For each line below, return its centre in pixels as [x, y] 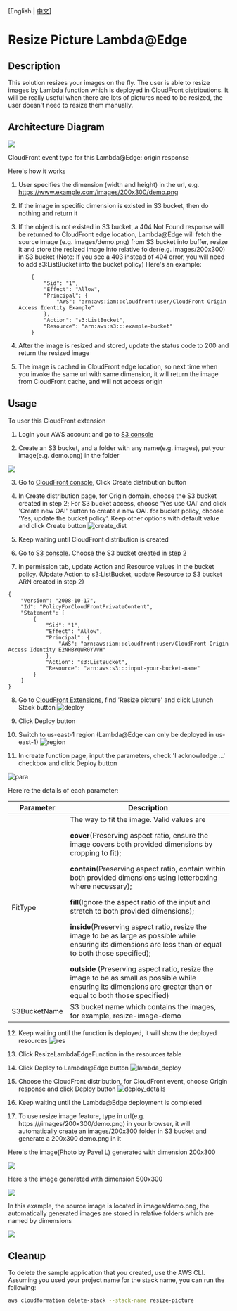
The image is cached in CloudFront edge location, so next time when [118, 366]
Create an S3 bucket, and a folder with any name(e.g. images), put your [122, 448]
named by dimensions [40, 1220]
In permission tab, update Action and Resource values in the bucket [116, 566]
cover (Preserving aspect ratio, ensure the [139, 835]
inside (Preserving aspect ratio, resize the [138, 926]
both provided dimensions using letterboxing [144, 877]
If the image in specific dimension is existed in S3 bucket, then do [113, 205]
